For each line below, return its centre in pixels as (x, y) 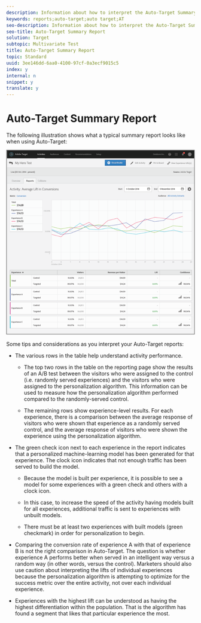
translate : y (22, 88)
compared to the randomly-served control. (76, 399)
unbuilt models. (43, 515)
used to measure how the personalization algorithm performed (101, 393)
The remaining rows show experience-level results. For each (98, 410)
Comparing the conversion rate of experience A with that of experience (103, 545)
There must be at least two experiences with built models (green (103, 527)
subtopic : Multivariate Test (42, 44)
